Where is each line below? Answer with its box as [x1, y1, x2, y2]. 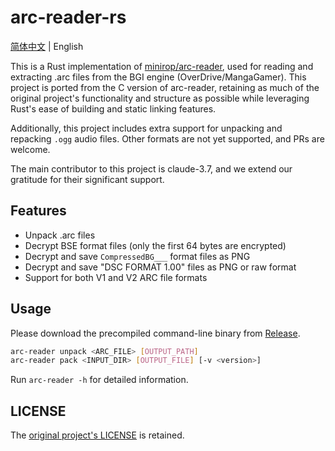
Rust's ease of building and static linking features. [10, 102, 217, 115]
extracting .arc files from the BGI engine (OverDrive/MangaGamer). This [10, 71, 307, 83]
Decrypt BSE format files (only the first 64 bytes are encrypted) [24, 239, 287, 251]
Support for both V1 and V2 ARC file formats [24, 271, 208, 283]
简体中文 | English [10, 40, 84, 52]
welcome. [10, 143, 51, 155]
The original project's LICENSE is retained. [10, 429, 185, 441]
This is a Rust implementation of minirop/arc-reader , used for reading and [10, 60, 314, 72]
